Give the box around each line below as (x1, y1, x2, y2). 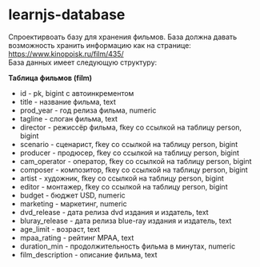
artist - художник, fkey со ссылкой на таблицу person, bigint (19, 173, 224, 183)
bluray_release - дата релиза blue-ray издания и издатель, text (19, 216, 232, 225)
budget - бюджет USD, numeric (19, 190, 126, 200)
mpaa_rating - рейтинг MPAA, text (19, 233, 134, 242)
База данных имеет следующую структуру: (8, 58, 158, 67)
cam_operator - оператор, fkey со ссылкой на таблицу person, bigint (19, 156, 252, 165)
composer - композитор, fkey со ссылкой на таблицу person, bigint (19, 165, 248, 174)
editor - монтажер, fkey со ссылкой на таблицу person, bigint (19, 181, 228, 191)
